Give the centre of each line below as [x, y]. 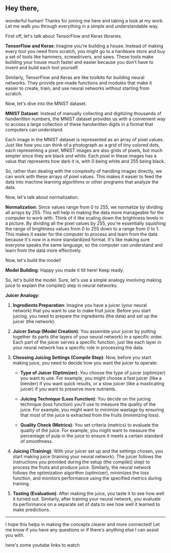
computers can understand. [34, 129]
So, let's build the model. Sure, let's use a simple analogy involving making [83, 280]
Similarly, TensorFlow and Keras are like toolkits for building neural [75, 77]
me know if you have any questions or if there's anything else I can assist [82, 530]
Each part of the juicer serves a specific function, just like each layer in [87, 342]
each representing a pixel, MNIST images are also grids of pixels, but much [84, 150]
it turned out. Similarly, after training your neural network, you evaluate [87, 498]
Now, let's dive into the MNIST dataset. [46, 103]
